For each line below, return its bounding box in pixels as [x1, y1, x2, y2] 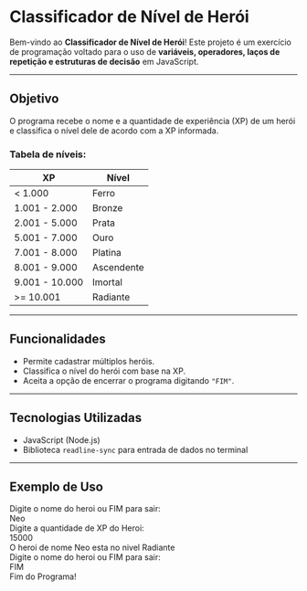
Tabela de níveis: [9, 148, 87, 161]
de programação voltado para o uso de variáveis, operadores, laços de [9, 46, 281, 57]
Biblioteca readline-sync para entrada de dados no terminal [22, 444, 249, 455]
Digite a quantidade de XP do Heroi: [9, 522, 144, 533]
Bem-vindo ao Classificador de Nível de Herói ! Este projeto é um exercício [9, 37, 292, 47]
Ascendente [91, 261, 144, 274]
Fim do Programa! [9, 571, 78, 582]
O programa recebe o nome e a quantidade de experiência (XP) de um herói [9, 115, 296, 126]
